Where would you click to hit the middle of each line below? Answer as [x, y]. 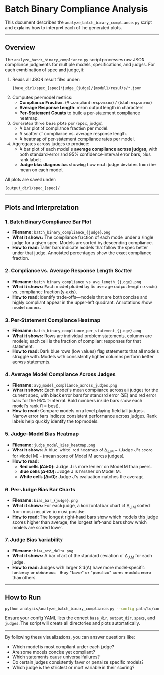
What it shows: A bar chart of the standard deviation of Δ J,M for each [82, 556]
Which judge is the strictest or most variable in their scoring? [73, 668]
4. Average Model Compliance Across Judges [60, 374]
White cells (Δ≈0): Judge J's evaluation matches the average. [82, 477]
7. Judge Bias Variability [34, 540]
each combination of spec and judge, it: [45, 70]
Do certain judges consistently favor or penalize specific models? [78, 662]
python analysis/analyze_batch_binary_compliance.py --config [70, 609]
